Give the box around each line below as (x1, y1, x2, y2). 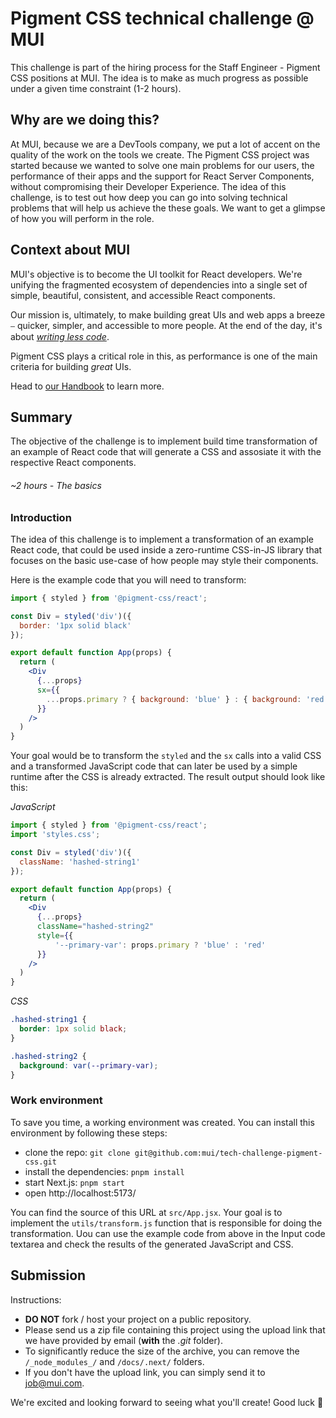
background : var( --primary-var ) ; (19, 1060, 159, 1071)
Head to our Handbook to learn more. (10, 380, 165, 392)
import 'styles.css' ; (10, 830, 101, 840)
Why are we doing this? (10, 112, 160, 129)
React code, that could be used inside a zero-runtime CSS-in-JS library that (10, 543, 323, 556)
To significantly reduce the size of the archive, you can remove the (24, 1345, 300, 1357)
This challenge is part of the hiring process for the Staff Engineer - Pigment (10, 61, 321, 73)
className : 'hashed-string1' (19, 857, 141, 867)
